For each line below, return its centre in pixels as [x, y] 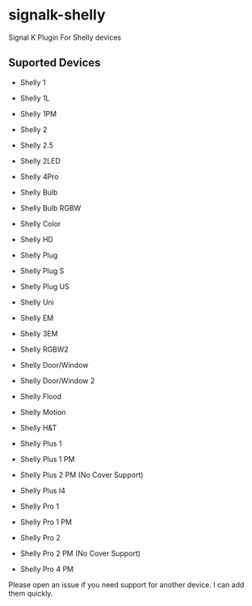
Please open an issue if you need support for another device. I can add [126, 584]
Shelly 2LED [40, 160]
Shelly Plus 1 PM [47, 459]
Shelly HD [37, 239]
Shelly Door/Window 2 [57, 380]
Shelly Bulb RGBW [50, 207]
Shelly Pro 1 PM [46, 522]
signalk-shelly [57, 15]
